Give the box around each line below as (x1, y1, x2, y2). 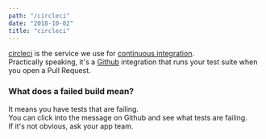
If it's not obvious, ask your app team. (8, 121, 134, 131)
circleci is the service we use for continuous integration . (8, 49, 195, 59)
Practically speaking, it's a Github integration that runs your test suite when (8, 57, 258, 67)
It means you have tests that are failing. (8, 104, 139, 113)
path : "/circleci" (8, 11, 70, 20)
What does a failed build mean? (8, 86, 135, 97)
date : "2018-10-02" (8, 19, 74, 27)
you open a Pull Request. (8, 66, 91, 76)
